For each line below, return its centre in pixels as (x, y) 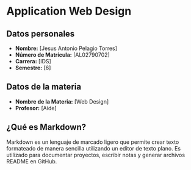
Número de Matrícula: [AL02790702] (62, 55)
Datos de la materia (44, 87)
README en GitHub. (32, 161)
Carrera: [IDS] (33, 61)
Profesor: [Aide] (36, 108)
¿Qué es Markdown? (46, 127)
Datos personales (41, 34)
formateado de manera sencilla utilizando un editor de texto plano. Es (94, 148)
